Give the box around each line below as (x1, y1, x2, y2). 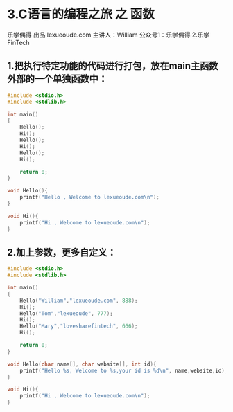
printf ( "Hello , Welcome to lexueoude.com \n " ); (19, 194, 159, 201)
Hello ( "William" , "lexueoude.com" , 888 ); (19, 297, 138, 304)
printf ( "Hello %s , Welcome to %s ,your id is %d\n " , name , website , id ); (19, 367, 228, 374)
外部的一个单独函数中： (7, 73, 107, 85)
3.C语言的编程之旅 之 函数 (7, 6, 155, 22)
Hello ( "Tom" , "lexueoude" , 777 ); (19, 310, 113, 317)
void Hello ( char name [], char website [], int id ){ (7, 361, 157, 368)
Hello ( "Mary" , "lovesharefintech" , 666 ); (19, 323, 138, 330)
